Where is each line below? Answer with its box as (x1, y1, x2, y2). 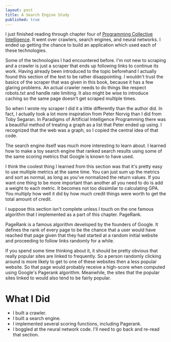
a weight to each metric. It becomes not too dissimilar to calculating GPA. (5, 185, 159, 191)
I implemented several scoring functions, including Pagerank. (12, 321, 142, 327)
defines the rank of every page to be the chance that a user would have (5, 227, 156, 233)
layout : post (5, 7, 33, 13)
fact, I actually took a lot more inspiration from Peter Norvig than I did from (5, 111, 162, 117)
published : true (5, 17, 40, 22)
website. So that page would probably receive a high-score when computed (5, 264, 165, 270)
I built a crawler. (12, 310, 47, 316)
